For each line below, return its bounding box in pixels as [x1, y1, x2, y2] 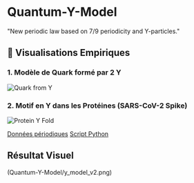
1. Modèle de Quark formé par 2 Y [7, 68, 122, 77]
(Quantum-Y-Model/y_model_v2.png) [7, 168, 113, 176]
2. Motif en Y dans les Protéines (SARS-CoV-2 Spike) [7, 101, 188, 110]
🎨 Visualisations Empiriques [7, 47, 130, 59]
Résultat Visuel [7, 150, 74, 162]
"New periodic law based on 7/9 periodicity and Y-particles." [7, 27, 180, 35]
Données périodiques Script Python [7, 129, 109, 138]
